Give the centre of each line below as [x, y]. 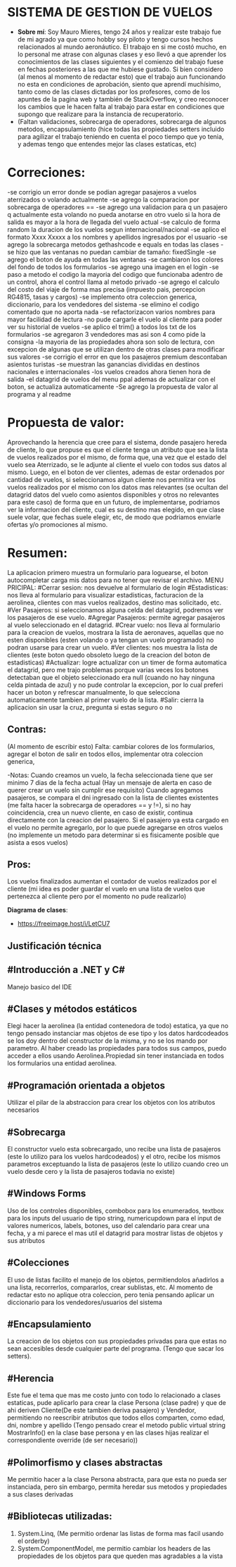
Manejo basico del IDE [40, 986]
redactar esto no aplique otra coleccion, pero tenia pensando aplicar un [111, 1294]
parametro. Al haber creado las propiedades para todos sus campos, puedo [117, 1048]
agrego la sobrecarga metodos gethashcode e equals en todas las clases [113, 244]
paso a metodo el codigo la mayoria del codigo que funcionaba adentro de [115, 274]
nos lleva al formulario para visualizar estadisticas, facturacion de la [105, 595]
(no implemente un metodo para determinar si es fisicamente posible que [113, 835]
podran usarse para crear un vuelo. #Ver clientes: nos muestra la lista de [112, 647]
